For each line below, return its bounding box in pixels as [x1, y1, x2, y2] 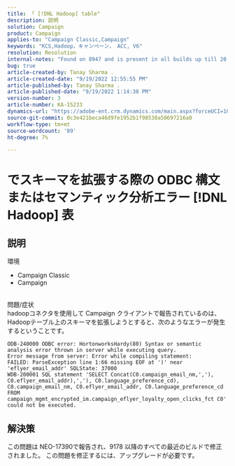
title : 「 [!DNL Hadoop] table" [7, 10, 101, 17]
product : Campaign [7, 29, 61, 37]
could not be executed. [7, 402, 77, 409]
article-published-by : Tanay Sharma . [7, 82, 120, 89]
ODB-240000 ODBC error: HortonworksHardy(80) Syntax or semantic [7, 341, 201, 348]
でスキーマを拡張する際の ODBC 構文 [7, 172, 220, 188]
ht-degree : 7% [7, 134, 49, 141]
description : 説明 [7, 17, 59, 24]
